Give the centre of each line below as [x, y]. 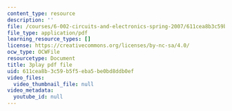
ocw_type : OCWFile [33, 52]
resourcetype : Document [41, 59]
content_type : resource [41, 13]
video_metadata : [30, 90]
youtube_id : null [38, 97]
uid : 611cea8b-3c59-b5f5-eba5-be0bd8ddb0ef [71, 71]
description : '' [30, 20]
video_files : [26, 78]
